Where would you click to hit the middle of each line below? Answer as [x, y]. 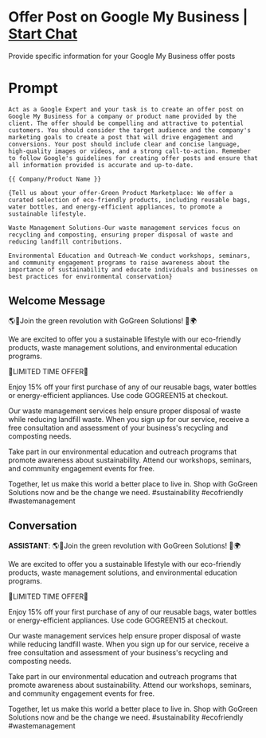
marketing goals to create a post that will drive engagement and [121, 137]
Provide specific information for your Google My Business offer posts [122, 56]
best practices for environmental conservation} [90, 276]
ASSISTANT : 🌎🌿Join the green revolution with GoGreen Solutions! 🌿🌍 [125, 545]
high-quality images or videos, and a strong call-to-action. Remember [129, 151]
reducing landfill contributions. [66, 242]
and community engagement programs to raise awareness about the [119, 263]
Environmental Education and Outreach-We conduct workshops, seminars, [129, 256]
